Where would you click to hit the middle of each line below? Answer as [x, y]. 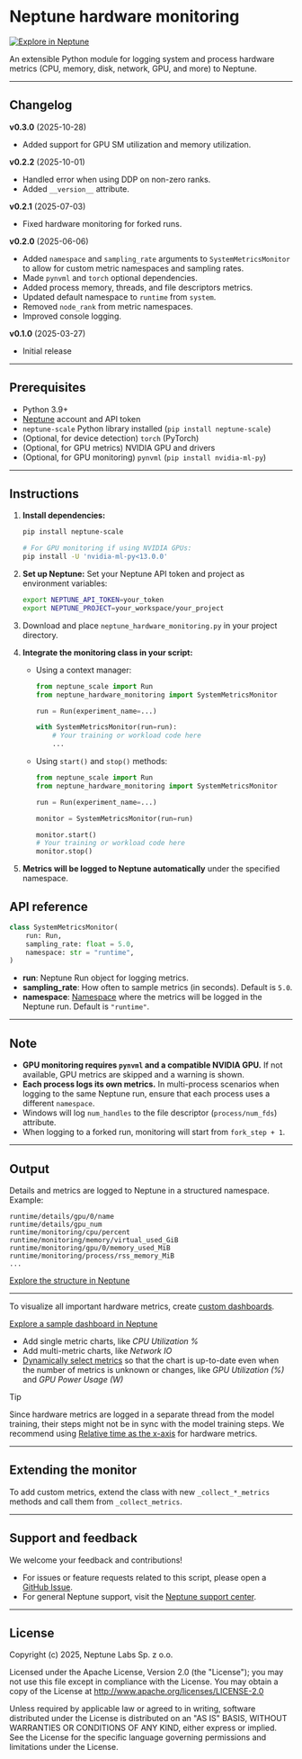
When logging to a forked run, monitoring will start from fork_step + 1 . [154, 1132]
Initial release [47, 351]
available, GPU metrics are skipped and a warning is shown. [133, 1075]
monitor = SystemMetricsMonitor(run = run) [114, 818]
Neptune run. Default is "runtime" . [86, 1006]
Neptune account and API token [81, 419]
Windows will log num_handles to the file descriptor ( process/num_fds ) [150, 1113]
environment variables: [65, 583]
